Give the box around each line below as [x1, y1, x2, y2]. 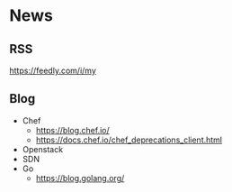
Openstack [22, 143, 64, 154]
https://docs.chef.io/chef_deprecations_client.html [35, 134, 223, 145]
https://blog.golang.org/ [35, 172, 125, 183]
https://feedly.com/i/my [9, 65, 96, 76]
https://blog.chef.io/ [35, 124, 110, 135]
